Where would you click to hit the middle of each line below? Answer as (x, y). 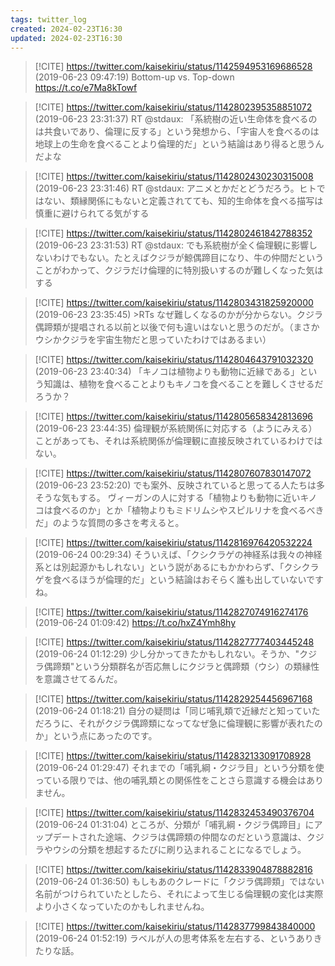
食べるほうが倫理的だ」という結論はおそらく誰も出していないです (188, 580)
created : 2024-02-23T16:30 (66, 29)
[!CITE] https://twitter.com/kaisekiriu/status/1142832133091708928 (173, 756)
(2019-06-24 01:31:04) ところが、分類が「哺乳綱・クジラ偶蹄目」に (174, 825)
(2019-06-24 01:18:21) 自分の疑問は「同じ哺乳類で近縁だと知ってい (173, 711)
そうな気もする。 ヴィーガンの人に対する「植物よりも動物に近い (167, 498)
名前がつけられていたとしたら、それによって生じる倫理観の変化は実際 (179, 894)
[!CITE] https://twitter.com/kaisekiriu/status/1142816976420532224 (173, 543)
